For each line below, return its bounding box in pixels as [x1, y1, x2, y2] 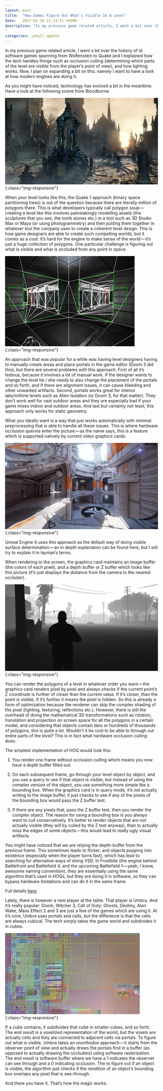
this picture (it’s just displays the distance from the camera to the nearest [5, 570, 151, 575]
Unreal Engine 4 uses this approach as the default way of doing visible [5, 539, 147, 545]
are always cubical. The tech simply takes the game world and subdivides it [5, 918, 156, 924]
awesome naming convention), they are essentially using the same [5, 868, 138, 874]
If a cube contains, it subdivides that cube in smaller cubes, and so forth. [5, 1024, 150, 1030]
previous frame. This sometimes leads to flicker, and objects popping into [5, 847, 152, 853]
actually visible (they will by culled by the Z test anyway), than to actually [12, 822, 158, 828]
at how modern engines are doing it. [5, 74, 78, 79]
